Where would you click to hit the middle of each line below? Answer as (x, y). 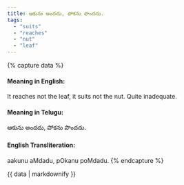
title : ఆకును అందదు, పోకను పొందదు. (56, 13)
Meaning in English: (36, 81)
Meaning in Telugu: (35, 112)
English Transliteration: (41, 145)
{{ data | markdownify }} (42, 174)
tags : (15, 20)
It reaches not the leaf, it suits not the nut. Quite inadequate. (92, 97)
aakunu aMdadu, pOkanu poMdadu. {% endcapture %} (85, 160)
